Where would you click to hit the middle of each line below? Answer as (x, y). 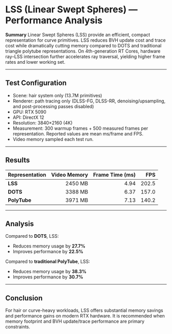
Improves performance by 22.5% (48, 252)
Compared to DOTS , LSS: (32, 236)
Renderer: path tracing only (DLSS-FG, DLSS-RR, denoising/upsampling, (89, 101)
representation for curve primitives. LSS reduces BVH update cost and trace (85, 40)
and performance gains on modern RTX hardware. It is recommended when (85, 316)
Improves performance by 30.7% (48, 277)
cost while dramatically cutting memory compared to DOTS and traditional (83, 45)
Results (18, 160)
